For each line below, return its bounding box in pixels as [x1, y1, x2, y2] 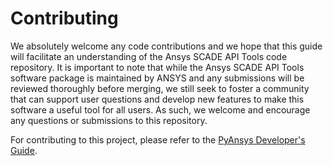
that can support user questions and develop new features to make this [10, 93, 305, 105]
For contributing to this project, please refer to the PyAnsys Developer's [10, 133, 306, 146]
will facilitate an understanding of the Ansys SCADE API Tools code [10, 50, 288, 62]
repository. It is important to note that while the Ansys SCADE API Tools [10, 61, 305, 73]
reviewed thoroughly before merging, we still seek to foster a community [10, 82, 310, 94]
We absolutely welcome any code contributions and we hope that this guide [10, 40, 323, 52]
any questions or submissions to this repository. [10, 114, 208, 126]
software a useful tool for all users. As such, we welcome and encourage [10, 103, 311, 116]
